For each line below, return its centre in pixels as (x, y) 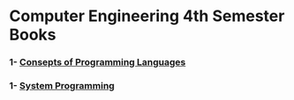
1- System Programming (62, 86)
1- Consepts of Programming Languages (98, 62)
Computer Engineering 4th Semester (147, 16)
